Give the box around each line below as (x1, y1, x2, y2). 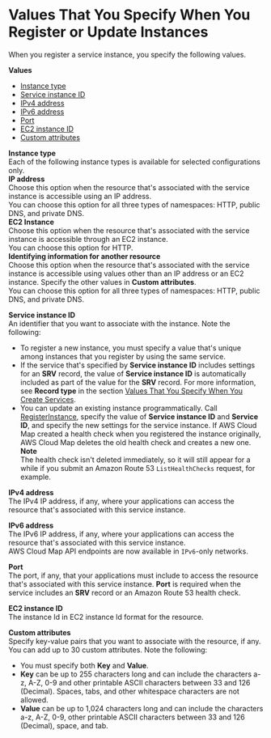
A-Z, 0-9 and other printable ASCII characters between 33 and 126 (28, 677, 251, 687)
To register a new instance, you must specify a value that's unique (19, 342, 241, 353)
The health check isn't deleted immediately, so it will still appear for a (19, 455, 251, 464)
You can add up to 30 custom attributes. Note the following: (8, 645, 208, 655)
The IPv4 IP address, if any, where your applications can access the (8, 496, 235, 506)
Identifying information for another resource (8, 251, 161, 261)
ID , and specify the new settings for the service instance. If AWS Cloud (19, 420, 257, 430)
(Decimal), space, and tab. (19, 720, 108, 730)
